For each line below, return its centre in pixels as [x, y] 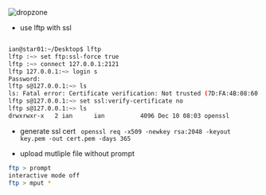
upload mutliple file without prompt [77, 153]
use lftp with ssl [45, 27]
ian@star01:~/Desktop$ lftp [55, 49]
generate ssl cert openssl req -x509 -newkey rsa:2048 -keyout [125, 131]
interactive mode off [44, 175]
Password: [25, 79]
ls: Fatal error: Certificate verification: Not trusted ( [108, 94]
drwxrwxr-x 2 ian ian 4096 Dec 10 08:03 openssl [119, 115]
